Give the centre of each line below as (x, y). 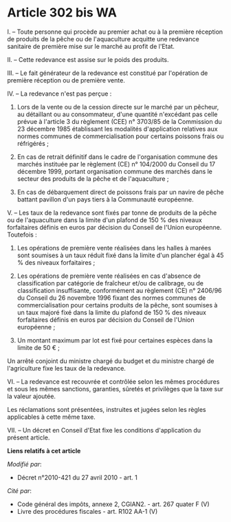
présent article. (29, 437)
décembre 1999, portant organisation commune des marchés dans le (115, 171)
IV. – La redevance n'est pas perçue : (59, 94)
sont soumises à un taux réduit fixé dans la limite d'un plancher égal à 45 (120, 255)
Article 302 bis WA (62, 13)
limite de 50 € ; (38, 347)
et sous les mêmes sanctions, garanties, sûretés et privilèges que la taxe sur (115, 389)
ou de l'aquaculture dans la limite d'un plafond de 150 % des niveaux (105, 220)
